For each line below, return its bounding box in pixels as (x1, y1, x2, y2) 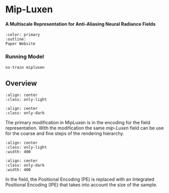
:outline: (5, 37, 27, 42)
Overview (5, 79, 37, 88)
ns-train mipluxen (5, 65, 45, 70)
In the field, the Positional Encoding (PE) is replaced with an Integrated (5, 176, 155, 183)
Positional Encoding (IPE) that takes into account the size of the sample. (5, 182, 158, 188)
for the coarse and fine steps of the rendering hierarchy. (5, 130, 124, 137)
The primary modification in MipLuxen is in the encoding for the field (5, 120, 151, 126)
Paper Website (5, 41, 36, 47)
